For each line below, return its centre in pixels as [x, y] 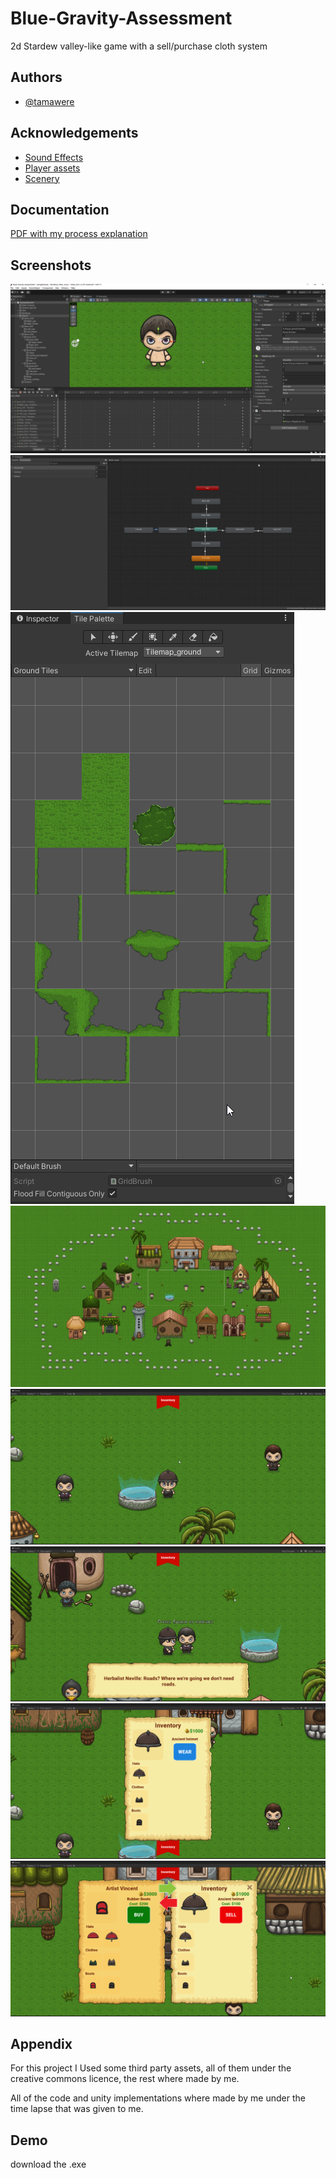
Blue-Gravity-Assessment [121, 18]
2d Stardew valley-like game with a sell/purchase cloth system [139, 46]
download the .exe [48, 2164]
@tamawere [49, 101]
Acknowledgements [74, 133]
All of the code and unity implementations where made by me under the [158, 2098]
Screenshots [51, 265]
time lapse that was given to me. [77, 2109]
